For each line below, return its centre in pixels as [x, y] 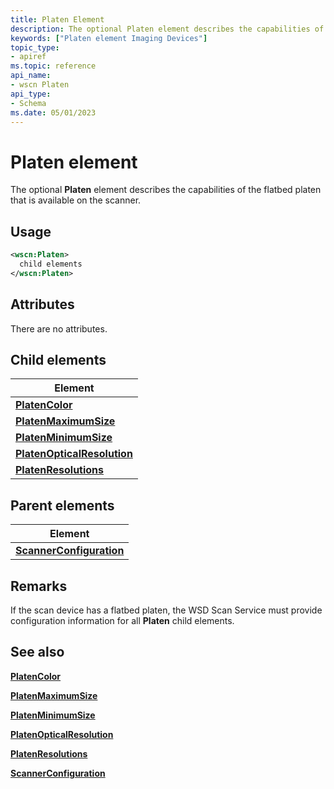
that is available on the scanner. [76, 200]
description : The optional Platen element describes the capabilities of [167, 29]
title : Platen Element [57, 19]
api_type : [31, 94]
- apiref [28, 57]
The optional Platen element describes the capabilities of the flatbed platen [166, 190]
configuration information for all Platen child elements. [122, 620]
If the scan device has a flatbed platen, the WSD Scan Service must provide [166, 610]
